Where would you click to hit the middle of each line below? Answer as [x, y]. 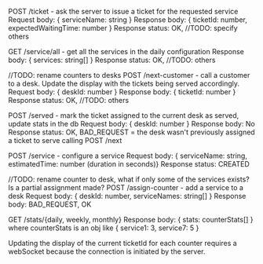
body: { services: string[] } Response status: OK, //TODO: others [112, 60]
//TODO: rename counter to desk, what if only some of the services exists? [129, 179]
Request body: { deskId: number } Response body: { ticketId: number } [122, 92]
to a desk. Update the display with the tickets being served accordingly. [124, 83]
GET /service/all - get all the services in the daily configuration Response [126, 51]
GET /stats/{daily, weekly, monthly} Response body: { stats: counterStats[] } [131, 220]
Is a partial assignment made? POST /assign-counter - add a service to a [126, 187]
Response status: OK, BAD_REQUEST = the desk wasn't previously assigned [131, 132]
